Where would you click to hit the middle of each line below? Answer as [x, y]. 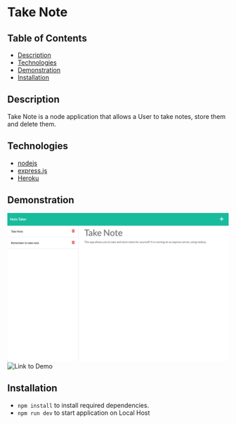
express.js [32, 170]
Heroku [28, 178]
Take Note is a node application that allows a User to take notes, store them [117, 116]
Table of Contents [47, 38]
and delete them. [32, 124]
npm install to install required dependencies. [83, 405]
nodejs [27, 163]
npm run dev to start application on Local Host [84, 413]
